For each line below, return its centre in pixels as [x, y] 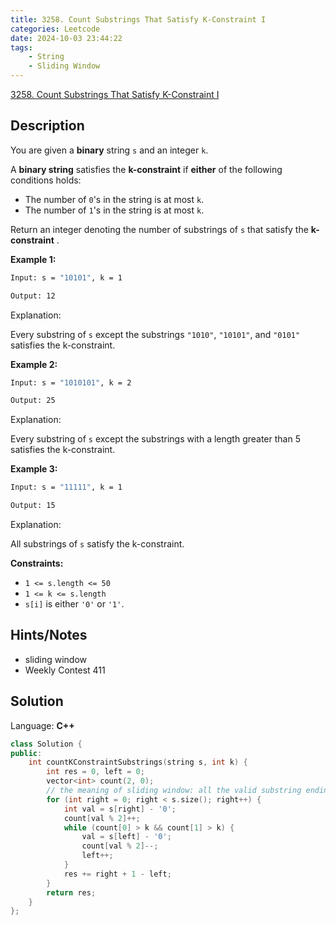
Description [47, 126]
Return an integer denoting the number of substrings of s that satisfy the [159, 229]
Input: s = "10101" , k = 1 [66, 277]
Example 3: [34, 469]
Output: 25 [33, 401]
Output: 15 [33, 506]
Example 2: [34, 364]
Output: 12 [33, 296]
